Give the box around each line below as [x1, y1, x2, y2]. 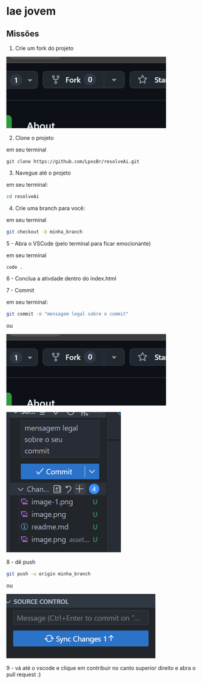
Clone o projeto [15, 134, 54, 141]
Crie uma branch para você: [15, 204, 86, 212]
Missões [6, 29, 39, 39]
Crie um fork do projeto [15, 44, 74, 52]
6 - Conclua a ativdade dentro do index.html [6, 275, 116, 282]
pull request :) [6, 671, 41, 678]
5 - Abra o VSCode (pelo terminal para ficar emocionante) [6, 240, 151, 247]
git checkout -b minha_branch [6, 229, 83, 235]
